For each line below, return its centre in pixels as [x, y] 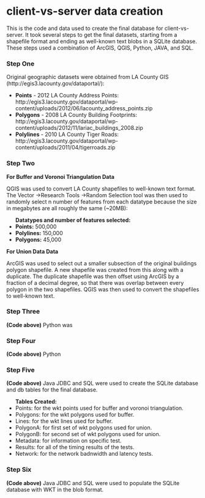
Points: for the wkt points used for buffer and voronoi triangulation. [99, 408]
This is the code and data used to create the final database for [85, 28]
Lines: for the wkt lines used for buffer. [64, 421]
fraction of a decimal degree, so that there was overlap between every [95, 282]
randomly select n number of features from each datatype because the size [102, 202]
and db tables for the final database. [52, 390]
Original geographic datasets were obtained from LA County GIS [88, 77]
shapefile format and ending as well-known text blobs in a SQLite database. [102, 41]
